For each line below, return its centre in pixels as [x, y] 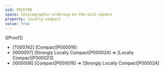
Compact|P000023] [33, 58]
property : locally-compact [33, 19]
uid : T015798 [19, 10]
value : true [17, 24]
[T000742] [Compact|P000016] [44, 47]
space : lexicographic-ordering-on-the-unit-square [59, 14]
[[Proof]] [14, 38]
